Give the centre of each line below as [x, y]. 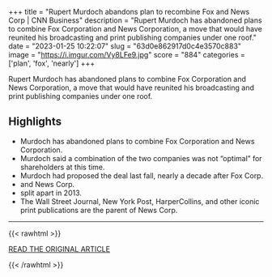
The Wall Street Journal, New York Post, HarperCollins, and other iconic [140, 201]
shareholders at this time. [62, 167]
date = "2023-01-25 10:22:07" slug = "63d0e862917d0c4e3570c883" [125, 46]
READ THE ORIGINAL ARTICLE [59, 249]
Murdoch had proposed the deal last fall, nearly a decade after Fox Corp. [142, 175]
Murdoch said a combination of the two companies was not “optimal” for [141, 158]
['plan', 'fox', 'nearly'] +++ [52, 63]
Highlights [35, 122]
